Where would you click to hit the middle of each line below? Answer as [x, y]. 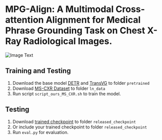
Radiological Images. [68, 41]
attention [25, 20]
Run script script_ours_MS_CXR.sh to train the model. [67, 93]
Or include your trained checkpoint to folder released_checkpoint [79, 127]
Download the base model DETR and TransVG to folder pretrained [81, 83]
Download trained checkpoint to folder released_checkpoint [74, 121]
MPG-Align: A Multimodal [59, 9]
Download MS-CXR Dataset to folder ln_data [59, 88]
